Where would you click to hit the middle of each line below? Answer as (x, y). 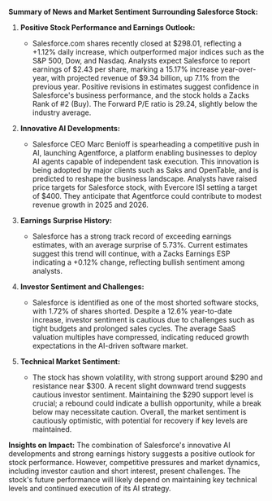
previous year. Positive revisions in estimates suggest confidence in (146, 86)
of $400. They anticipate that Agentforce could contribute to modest (147, 196)
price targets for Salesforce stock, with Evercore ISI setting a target (145, 187)
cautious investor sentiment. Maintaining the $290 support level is (143, 395)
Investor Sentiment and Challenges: (82, 287)
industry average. (62, 112)
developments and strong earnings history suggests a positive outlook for (132, 454)
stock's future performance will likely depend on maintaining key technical (133, 479)
